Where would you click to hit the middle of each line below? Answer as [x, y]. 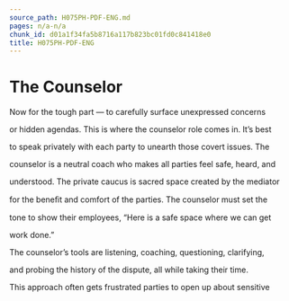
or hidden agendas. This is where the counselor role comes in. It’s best [140, 129]
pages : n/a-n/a [38, 26]
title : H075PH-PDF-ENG [52, 43]
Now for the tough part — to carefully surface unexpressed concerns [138, 112]
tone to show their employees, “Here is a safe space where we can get [140, 217]
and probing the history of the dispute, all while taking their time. [129, 270]
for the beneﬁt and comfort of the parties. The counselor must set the [139, 199]
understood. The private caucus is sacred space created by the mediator [145, 181]
